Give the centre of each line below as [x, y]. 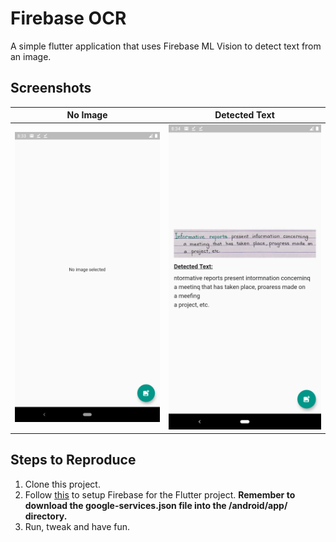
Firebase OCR [68, 18]
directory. [46, 516]
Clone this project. [62, 484]
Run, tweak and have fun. [77, 526]
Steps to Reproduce [73, 460]
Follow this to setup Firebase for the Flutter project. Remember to [160, 494]
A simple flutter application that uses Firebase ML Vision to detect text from [166, 46]
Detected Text [244, 115]
